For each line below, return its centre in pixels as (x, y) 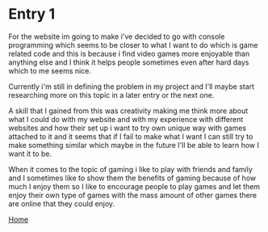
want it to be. (30, 154)
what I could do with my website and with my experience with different (126, 119)
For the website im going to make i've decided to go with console (117, 36)
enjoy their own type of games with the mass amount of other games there (132, 195)
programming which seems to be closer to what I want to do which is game (133, 44)
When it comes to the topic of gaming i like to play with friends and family (130, 169)
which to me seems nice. (50, 70)
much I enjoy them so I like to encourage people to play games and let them (134, 186)
